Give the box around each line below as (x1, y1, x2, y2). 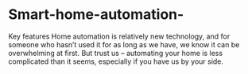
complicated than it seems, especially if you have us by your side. (8, 57, 224, 66)
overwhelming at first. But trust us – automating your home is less (8, 48, 223, 57)
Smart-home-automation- (8, 6, 184, 24)
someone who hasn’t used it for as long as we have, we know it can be (8, 39, 240, 49)
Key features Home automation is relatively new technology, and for (8, 31, 231, 41)
